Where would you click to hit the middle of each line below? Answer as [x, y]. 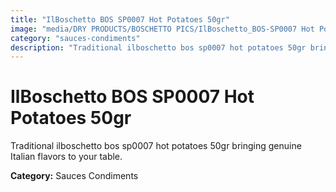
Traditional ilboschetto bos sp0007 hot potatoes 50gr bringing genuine [156, 146]
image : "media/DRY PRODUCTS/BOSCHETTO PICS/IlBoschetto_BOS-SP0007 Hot [162, 29]
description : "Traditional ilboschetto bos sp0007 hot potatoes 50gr [158, 47]
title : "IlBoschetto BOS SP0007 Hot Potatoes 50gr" [120, 19]
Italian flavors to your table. [66, 157]
